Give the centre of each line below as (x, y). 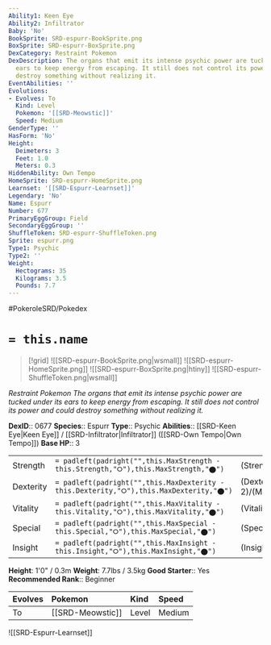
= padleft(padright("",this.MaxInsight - (135, 543)
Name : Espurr (30, 203)
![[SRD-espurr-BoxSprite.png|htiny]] (150, 369)
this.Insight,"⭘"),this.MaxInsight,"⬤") (135, 551)
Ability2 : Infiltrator (46, 23)
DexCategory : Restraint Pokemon (63, 53)
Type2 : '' (25, 256)
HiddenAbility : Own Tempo (52, 173)
